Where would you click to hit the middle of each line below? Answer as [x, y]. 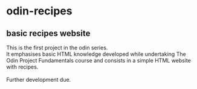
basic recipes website [48, 33]
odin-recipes [39, 11]
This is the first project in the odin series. [57, 48]
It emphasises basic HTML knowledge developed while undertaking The [96, 54]
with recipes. [22, 67]
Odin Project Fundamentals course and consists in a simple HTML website [99, 60]
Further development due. [39, 80]
